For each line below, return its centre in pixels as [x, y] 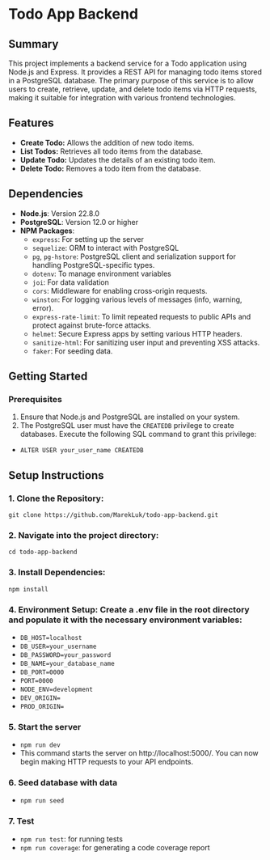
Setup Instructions [56, 475]
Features [31, 123]
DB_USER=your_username [58, 646]
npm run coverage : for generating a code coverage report [115, 847]
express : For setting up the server [88, 239]
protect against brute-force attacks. [92, 325]
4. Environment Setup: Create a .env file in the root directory [129, 609]
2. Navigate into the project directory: [84, 535]
